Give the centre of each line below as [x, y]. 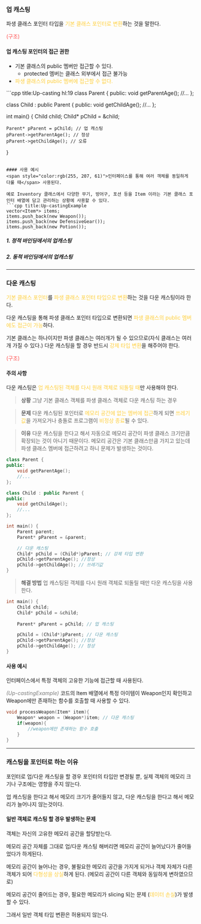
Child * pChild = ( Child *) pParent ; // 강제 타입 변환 [80, 554]
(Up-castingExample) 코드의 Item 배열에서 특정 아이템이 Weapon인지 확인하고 [99, 693]
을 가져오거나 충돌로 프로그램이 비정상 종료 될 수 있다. [87, 421]
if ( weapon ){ [32, 723]
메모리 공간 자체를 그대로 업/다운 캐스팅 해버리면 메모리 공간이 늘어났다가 [91, 846]
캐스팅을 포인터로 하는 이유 [42, 762]
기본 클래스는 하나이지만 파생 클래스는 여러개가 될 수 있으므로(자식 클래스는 [93, 338]
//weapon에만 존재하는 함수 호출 [63, 729]
